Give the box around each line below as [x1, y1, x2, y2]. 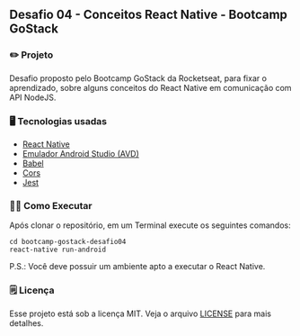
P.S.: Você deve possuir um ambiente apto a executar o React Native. [9, 261, 266, 272]
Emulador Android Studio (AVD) [22, 148, 139, 159]
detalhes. [9, 317, 44, 328]
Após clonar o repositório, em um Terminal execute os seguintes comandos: [9, 220, 291, 231]
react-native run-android [9, 245, 106, 255]
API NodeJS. [9, 92, 57, 103]
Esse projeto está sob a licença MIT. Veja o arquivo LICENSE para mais [9, 308, 272, 319]
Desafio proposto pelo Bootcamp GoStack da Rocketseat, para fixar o [9, 72, 268, 84]
